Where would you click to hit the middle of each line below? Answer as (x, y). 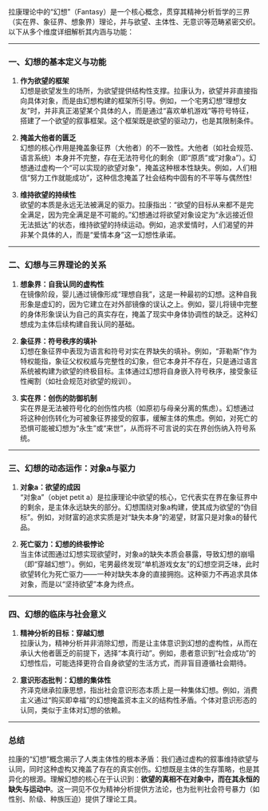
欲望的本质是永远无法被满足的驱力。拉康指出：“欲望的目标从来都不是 (133, 205)
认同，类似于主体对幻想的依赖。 (72, 710)
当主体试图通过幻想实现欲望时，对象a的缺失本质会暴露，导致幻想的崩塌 (137, 553)
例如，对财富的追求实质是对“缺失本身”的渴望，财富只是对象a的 (140, 517)
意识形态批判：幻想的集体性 (65, 680)
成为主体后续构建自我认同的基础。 (83, 324)
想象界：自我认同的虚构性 (62, 284)
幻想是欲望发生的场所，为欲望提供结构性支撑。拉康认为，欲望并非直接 (135, 91)
